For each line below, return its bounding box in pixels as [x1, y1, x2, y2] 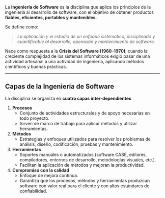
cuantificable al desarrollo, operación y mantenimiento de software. [17, 39, 156, 44]
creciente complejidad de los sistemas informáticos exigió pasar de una [5, 53, 150, 59]
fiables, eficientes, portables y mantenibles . [5, 15, 97, 20]
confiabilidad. [19, 188, 48, 194]
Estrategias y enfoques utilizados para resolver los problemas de [19, 136, 151, 142]
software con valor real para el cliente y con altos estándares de [19, 183, 150, 189]
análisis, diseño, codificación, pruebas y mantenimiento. [19, 141, 134, 147]
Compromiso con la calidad [12, 167, 70, 173]
